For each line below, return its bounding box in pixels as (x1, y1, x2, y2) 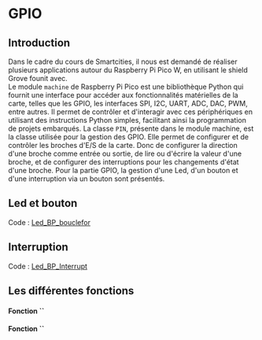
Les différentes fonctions (8, 284, 135, 297)
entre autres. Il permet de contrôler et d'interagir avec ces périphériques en (8, 107, 253, 116)
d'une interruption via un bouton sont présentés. (8, 174, 165, 183)
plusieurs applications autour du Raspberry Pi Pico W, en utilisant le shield (8, 65, 248, 75)
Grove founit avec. (8, 74, 68, 83)
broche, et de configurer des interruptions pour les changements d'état (8, 157, 239, 166)
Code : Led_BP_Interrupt (8, 261, 88, 271)
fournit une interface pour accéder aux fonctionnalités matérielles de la (8, 91, 238, 99)
